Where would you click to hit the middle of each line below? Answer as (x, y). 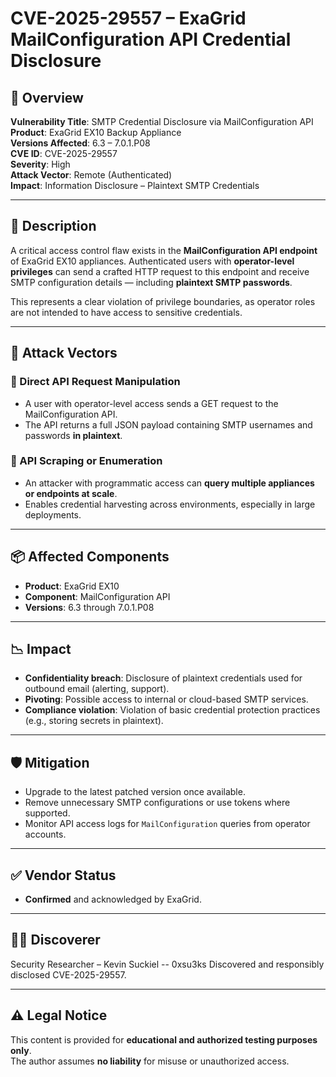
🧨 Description (53, 226)
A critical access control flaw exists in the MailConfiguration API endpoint (164, 250)
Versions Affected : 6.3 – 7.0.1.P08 (80, 143)
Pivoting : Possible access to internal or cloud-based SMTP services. (166, 699)
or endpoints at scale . (71, 493)
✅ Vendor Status (63, 875)
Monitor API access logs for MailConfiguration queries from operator (167, 824)
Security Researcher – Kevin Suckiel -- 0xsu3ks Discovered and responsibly (167, 964)
